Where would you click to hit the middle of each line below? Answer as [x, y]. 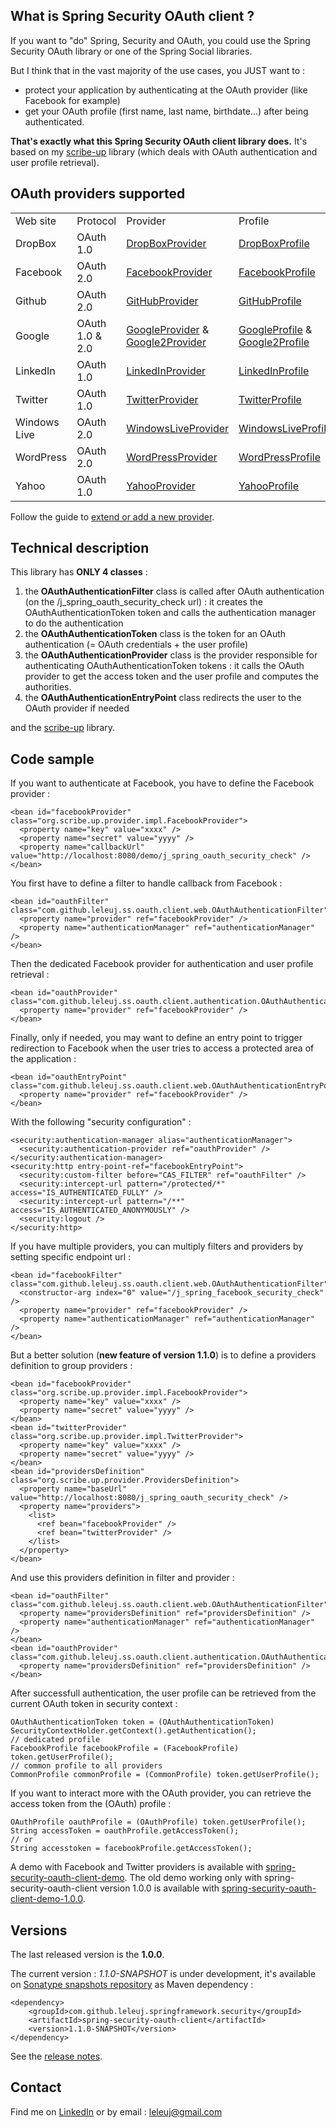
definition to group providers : [71, 1366]
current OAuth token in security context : [94, 1704]
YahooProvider [161, 486]
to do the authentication [74, 623]
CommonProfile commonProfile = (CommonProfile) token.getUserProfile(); [165, 1775]
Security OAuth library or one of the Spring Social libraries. [131, 51]
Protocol [96, 221]
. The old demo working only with [193, 1878]
